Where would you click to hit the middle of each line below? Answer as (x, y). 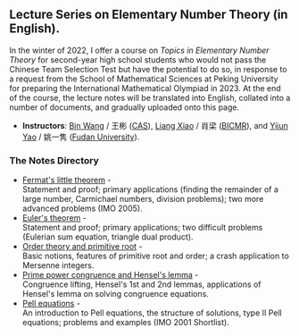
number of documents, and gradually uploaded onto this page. (124, 107)
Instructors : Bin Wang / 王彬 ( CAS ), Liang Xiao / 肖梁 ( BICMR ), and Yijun (155, 125)
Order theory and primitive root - (82, 247)
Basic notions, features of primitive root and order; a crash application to (156, 256)
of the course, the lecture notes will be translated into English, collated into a (150, 97)
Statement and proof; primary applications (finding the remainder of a (150, 189)
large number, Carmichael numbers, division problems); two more (143, 199)
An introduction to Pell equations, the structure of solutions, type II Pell (152, 313)
